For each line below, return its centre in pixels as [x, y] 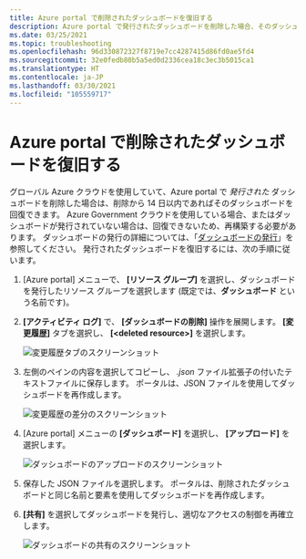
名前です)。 [52, 303]
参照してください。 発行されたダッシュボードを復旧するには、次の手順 [142, 249]
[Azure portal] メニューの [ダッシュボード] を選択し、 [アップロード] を [156, 433]
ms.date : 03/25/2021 [49, 35]
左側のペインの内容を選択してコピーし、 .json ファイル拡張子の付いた [153, 372]
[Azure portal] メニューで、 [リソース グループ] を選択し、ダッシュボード [159, 280]
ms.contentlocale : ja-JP [56, 78]
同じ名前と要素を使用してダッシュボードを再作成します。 [162, 495]
